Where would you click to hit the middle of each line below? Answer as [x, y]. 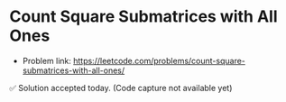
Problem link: [47, 60]
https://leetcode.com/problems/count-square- [160, 60]
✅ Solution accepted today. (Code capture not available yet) [121, 88]
